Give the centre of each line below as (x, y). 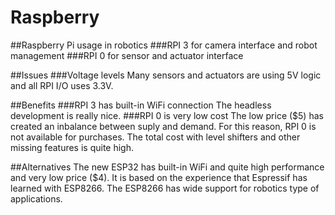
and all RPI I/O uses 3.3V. (62, 85)
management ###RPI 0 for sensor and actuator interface (127, 55)
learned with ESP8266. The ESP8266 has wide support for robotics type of (165, 188)
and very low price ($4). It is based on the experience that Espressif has (159, 177)
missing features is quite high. (72, 147)
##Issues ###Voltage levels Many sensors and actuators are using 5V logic (166, 75)
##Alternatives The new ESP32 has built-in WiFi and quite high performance (167, 167)
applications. (36, 198)
